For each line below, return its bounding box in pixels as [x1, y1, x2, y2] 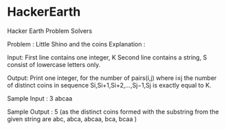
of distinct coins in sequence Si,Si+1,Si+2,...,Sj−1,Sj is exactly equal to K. [7, 81, 212, 89]
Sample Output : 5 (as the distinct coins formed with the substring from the [7, 107, 219, 116]
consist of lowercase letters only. [7, 60, 101, 68]
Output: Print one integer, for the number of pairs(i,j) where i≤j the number [7, 73, 217, 82]
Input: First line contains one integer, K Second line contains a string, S [7, 53, 207, 62]
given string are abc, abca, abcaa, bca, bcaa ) [7, 114, 137, 123]
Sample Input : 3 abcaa [7, 94, 73, 103]
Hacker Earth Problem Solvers [7, 27, 93, 35]
